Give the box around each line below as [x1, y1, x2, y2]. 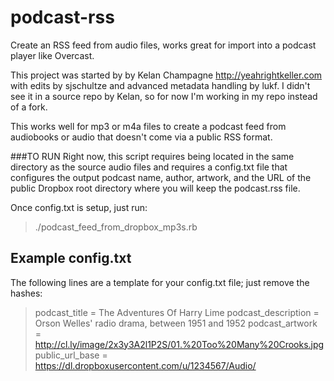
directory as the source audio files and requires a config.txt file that [10, 161, 288, 173]
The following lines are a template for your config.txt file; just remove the [10, 276, 310, 288]
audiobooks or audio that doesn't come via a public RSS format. [10, 131, 273, 143]
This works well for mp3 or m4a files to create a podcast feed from [10, 120, 287, 132]
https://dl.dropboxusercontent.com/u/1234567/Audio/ [34, 359, 257, 371]
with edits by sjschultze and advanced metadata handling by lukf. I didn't [10, 79, 311, 91]
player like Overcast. [10, 49, 95, 61]
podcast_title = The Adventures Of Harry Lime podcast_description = [34, 306, 320, 318]
